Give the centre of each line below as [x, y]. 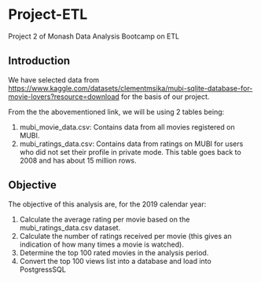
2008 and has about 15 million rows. [78, 160]
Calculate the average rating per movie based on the [105, 219]
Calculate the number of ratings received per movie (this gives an [125, 236]
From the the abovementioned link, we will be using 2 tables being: [116, 112]
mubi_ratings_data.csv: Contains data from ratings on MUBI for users [131, 144]
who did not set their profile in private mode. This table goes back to [130, 152]
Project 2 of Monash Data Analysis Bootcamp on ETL [94, 36]
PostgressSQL [43, 269]
